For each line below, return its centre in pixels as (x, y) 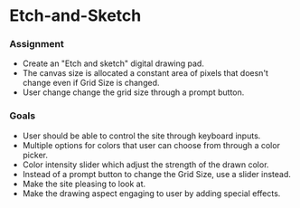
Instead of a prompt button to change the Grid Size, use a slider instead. (157, 174)
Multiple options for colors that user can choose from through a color (151, 145)
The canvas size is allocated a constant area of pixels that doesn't (145, 73)
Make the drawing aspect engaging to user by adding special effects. (151, 193)
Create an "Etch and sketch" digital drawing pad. (113, 63)
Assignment (37, 44)
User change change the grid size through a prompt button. (133, 92)
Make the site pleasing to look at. (84, 184)
